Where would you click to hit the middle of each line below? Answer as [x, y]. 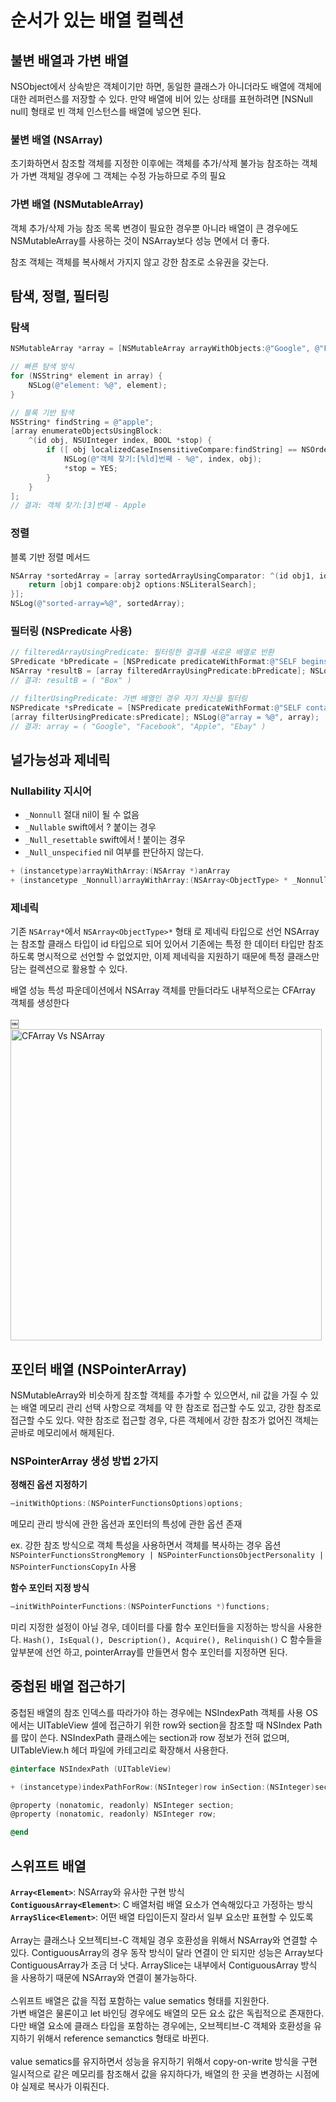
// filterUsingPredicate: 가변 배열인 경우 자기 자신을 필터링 [129, 698]
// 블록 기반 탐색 [42, 412]
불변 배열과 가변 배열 [69, 60]
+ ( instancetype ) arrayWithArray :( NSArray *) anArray [120, 871]
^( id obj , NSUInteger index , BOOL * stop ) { [120, 441]
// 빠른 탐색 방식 [42, 367]
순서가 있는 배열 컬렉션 [97, 20]
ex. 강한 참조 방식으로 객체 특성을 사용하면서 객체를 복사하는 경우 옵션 [146, 1545]
